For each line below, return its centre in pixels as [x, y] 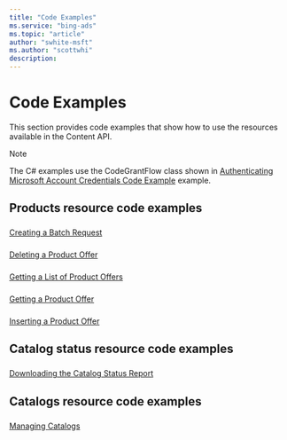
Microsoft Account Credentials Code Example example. [110, 180]
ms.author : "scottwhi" [51, 51]
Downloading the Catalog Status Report [81, 373]
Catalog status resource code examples [121, 349]
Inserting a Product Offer [54, 321]
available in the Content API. [61, 136]
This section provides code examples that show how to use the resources [143, 127]
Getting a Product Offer [52, 299]
